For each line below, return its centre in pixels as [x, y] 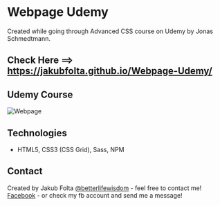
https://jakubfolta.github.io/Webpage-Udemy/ [110, 71]
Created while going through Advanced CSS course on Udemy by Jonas [110, 31]
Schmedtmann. [29, 38]
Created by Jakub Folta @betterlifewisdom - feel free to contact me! [104, 188]
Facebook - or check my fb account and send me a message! [95, 195]
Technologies [37, 133]
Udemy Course [40, 94]
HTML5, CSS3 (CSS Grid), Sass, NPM [71, 149]
